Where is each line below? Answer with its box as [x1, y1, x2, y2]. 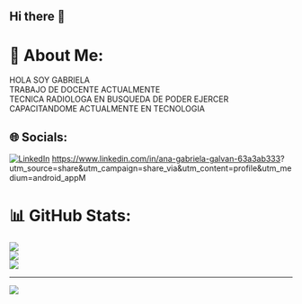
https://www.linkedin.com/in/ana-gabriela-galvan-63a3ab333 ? [51, 154, 285, 165]
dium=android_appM [9, 173, 86, 183]
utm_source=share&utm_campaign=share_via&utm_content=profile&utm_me [9, 163, 292, 174]
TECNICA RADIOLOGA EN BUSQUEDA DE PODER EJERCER [9, 94, 229, 104]
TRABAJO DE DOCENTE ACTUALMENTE [9, 85, 161, 95]
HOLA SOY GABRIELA [9, 75, 90, 85]
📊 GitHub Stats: [9, 206, 132, 226]
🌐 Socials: [9, 130, 68, 145]
